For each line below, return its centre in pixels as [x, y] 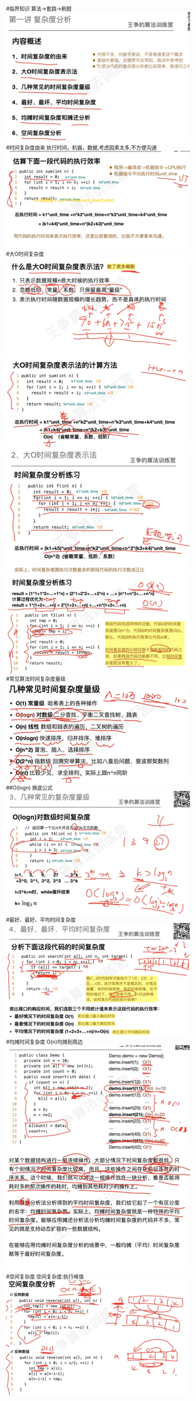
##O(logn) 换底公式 [29, 788]
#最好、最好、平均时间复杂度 [41, 920]
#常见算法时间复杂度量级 [36, 679]
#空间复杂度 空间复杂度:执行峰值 [45, 1276]
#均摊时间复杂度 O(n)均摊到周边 [44, 1042]
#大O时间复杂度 [25, 254]
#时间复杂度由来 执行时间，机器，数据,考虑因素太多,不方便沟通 [81, 147]
